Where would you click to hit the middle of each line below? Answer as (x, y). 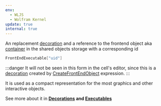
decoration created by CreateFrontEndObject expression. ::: (68, 73)
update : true (19, 24)
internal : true (21, 29)
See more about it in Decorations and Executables (59, 98)
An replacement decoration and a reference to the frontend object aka (79, 43)
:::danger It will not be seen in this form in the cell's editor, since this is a (81, 68)
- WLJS (17, 15)
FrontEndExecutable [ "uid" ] (34, 58)
